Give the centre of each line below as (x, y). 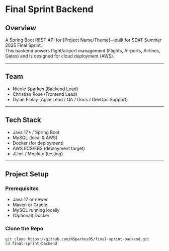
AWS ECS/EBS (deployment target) (49, 148)
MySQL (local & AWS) (35, 138)
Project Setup (27, 174)
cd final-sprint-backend (31, 244)
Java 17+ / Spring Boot (36, 132)
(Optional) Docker (31, 216)
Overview (21, 28)
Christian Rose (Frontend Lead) (45, 94)
